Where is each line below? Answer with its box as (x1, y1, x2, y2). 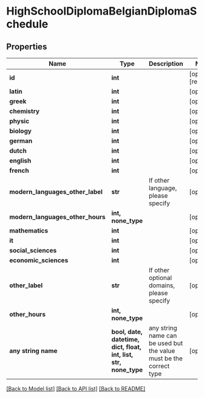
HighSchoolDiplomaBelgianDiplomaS (6, 4, 197, 18)
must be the (148, 354, 183, 363)
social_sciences (9, 246, 57, 254)
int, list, (111, 351, 134, 358)
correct (148, 362, 170, 370)
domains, (148, 281, 175, 290)
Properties (6, 41, 47, 52)
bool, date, (111, 327, 143, 336)
